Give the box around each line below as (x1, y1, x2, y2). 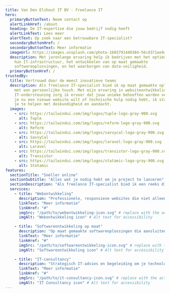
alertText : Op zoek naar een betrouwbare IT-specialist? (10, 36, 133, 41)
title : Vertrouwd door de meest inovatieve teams (10, 78, 116, 83)
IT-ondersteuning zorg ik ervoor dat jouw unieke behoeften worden (14, 92, 159, 97)
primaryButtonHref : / (10, 69, 56, 74)
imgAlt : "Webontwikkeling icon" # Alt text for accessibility (18, 215, 153, 220)
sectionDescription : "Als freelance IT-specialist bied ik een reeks (10, 182, 159, 187)
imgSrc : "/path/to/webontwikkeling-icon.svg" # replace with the (18, 210, 159, 215)
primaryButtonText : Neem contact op (10, 17, 87, 22)
